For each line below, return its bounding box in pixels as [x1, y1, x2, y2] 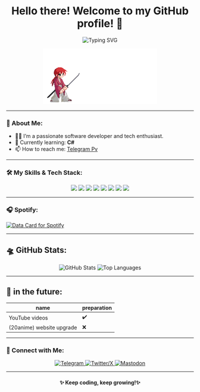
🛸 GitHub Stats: [6, 245, 67, 255]
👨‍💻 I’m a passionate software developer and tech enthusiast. [14, 133, 164, 140]
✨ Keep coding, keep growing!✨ [59, 379, 141, 386]
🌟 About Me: [6, 119, 43, 127]
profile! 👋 [77, 17, 123, 30]
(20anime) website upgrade [8, 324, 77, 331]
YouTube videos [8, 314, 48, 321]
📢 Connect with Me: [6, 346, 64, 355]
